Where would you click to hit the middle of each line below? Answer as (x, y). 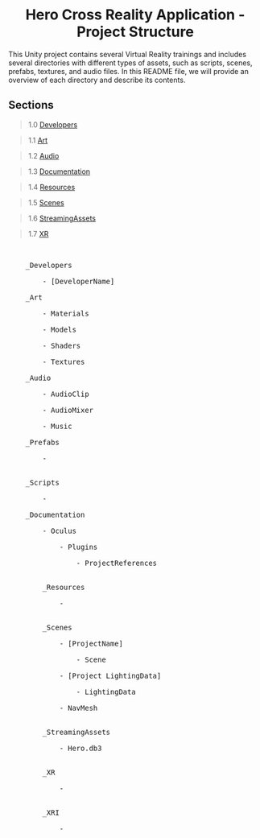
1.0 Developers (53, 124)
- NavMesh (78, 708)
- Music (57, 426)
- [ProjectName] (91, 643)
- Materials (66, 313)
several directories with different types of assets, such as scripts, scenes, (130, 63)
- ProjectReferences (117, 563)
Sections (31, 105)
